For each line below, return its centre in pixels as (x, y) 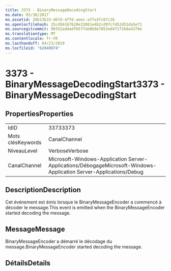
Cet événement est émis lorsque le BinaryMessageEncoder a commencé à (83, 202)
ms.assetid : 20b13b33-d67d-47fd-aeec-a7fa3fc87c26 (60, 19)
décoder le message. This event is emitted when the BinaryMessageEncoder (85, 208)
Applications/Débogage (77, 165)
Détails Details (28, 263)
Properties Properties (39, 114)
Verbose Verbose (68, 150)
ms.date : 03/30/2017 (27, 15)
